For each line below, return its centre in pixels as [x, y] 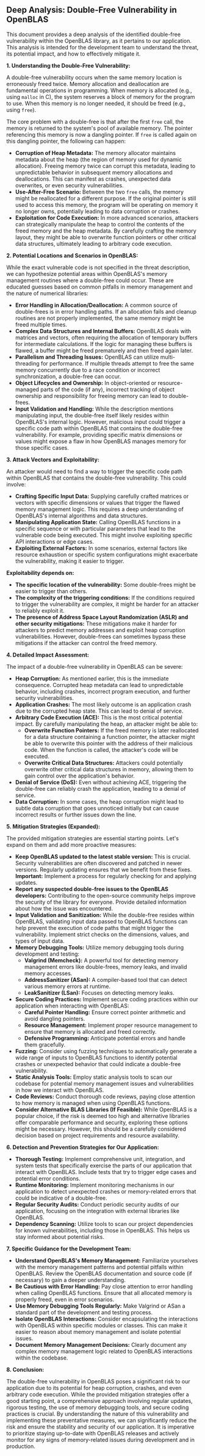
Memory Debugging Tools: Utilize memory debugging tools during [99, 947]
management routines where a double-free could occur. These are [90, 280]
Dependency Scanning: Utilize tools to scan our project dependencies [104, 1224]
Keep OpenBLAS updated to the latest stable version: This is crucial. [103, 856]
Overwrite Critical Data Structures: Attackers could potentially [103, 763]
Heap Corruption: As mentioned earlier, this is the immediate [92, 678]
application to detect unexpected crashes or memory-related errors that [106, 1191]
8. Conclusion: [25, 1369]
